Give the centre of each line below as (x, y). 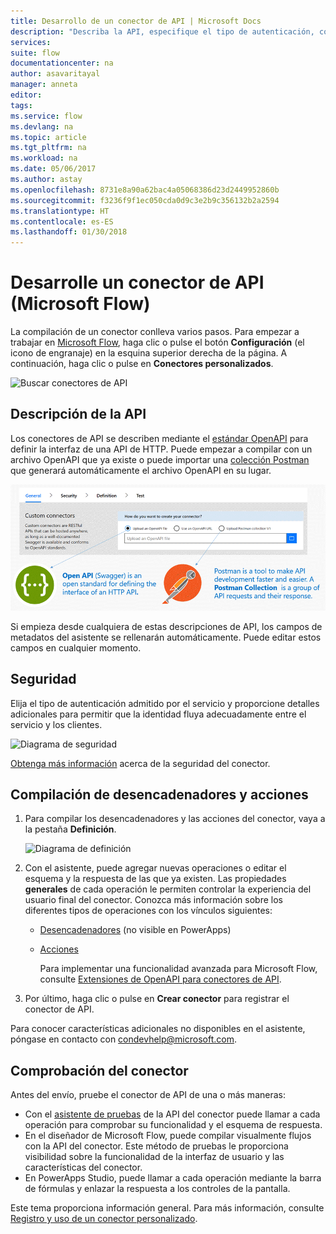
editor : (26, 95)
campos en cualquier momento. (76, 647)
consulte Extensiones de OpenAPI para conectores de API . (160, 979)
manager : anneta (44, 85)
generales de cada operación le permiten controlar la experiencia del (168, 889)
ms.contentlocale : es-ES (62, 221)
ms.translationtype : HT (60, 211)
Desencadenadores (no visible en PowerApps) (135, 930)
